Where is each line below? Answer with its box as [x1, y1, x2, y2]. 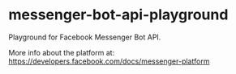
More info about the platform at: [8, 47, 115, 57]
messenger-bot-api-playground [8, 6, 229, 24]
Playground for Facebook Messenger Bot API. [8, 32, 161, 42]
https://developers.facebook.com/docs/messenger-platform [8, 56, 210, 66]
